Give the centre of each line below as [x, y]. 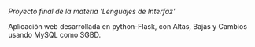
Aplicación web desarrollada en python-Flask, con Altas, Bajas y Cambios [128, 26]
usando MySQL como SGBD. [54, 35]
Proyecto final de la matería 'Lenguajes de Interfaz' [92, 11]
